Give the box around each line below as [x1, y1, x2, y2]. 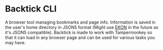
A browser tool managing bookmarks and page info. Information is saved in [5, 19, 156, 25]
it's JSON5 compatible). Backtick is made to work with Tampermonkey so [5, 29, 152, 35]
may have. [5, 39, 26, 45]
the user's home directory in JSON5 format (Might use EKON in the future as [5, 24, 159, 30]
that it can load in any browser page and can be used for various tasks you [5, 35, 155, 40]
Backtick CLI [5, 3, 57, 14]
